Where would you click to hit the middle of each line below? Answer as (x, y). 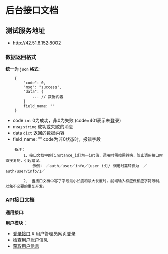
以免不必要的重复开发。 (26, 187)
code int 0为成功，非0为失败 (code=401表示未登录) (67, 120)
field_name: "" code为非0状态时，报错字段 (57, 139)
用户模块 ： (16, 223)
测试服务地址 (25, 31)
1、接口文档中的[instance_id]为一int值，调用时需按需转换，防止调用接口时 (93, 155)
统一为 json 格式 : (23, 69)
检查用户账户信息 (30, 240)
